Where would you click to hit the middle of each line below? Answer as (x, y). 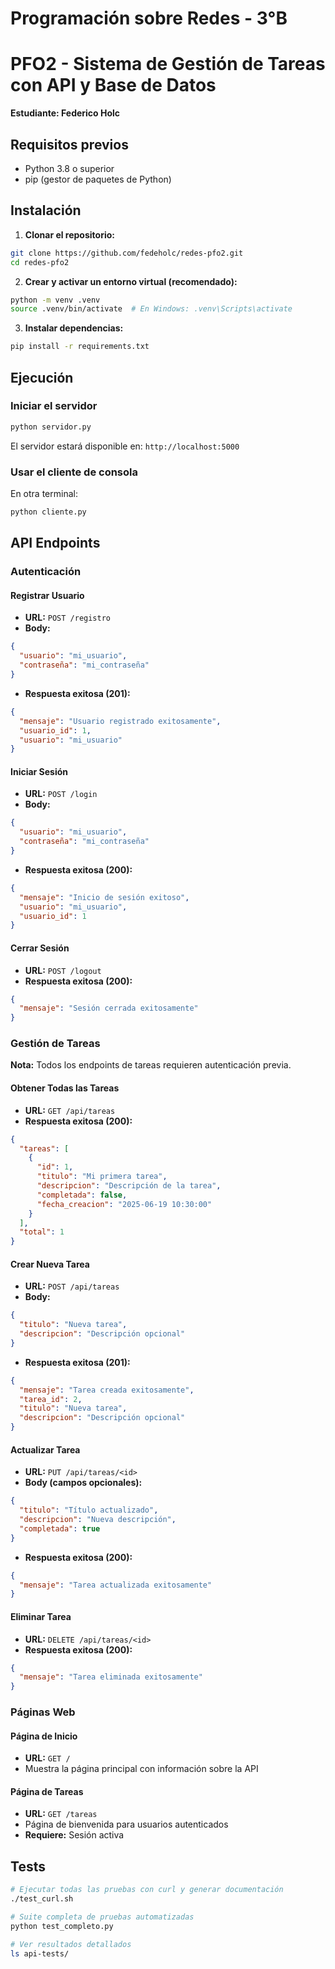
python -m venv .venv (55, 300)
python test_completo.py (62, 1926)
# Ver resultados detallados (71, 1944)
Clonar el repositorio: (69, 234)
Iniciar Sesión (39, 771)
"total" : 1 (42, 1232)
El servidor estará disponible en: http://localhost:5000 (125, 446)
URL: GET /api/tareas (70, 1110)
